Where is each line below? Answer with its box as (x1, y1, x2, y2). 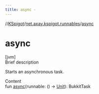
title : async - (5, 7, 36, 12)
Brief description (5, 59, 39, 65)
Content (5, 78, 22, 84)
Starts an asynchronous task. (5, 69, 64, 74)
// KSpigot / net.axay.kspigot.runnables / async (5, 21, 94, 26)
